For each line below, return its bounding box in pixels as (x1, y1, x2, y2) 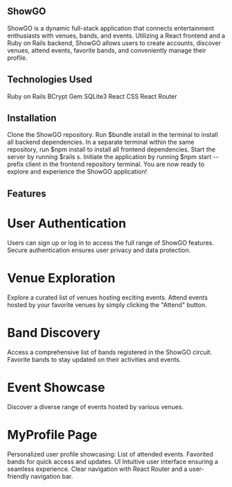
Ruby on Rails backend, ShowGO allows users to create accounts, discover (7, 38, 222, 47)
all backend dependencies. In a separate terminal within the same (7, 138, 195, 147)
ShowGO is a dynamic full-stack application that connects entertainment (7, 24, 215, 32)
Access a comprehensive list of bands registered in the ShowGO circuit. (7, 347, 213, 356)
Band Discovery (7, 324, 100, 340)
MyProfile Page (7, 427, 98, 443)
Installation (7, 113, 57, 124)
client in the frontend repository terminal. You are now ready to (25, 160, 205, 169)
